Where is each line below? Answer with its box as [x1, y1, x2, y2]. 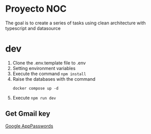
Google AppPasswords [5, 123, 53, 129]
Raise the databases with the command [12, 76, 96, 82]
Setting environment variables [12, 65, 76, 71]
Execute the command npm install [12, 71, 86, 77]
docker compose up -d [12, 86, 58, 91]
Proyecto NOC [5, 3, 67, 15]
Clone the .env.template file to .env [12, 59, 86, 66]
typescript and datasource [5, 25, 61, 31]
